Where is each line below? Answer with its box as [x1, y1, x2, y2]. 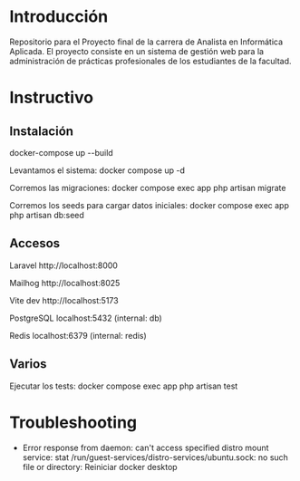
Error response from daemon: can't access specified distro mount [22, 442, 269, 453]
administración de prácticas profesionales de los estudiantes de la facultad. [9, 55, 292, 66]
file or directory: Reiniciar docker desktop [22, 461, 179, 472]
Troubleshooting [9, 412, 138, 432]
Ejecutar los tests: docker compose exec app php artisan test [9, 380, 238, 391]
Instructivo [9, 88, 93, 108]
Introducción [9, 6, 109, 27]
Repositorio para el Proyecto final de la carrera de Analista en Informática [9, 36, 284, 47]
